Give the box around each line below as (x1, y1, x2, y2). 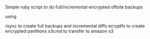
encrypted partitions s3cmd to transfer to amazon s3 (5, 28, 114, 34)
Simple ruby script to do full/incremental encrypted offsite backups (5, 4, 143, 10)
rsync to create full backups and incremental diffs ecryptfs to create (5, 23, 145, 29)
